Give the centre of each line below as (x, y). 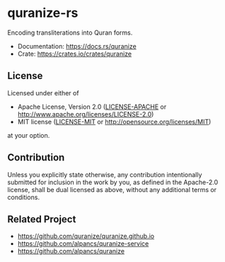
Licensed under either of (43, 93)
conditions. (24, 197)
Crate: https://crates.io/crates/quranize (75, 54)
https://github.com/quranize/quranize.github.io (86, 236)
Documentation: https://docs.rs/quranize (77, 46)
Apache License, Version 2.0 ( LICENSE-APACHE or (92, 107)
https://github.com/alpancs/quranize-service (83, 244)
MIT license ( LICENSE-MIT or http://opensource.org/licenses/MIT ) (114, 121)
